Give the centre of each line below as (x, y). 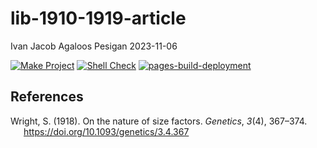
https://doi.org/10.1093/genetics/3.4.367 (106, 131)
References (47, 97)
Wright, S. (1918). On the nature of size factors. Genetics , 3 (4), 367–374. (159, 121)
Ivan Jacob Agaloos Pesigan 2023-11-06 (94, 46)
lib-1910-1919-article (98, 18)
